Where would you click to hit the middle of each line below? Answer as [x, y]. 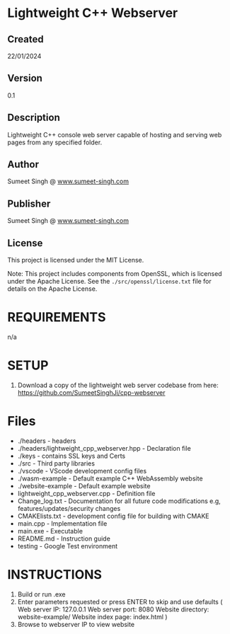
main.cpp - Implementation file [62, 523]
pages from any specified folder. [55, 142]
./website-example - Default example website [84, 485]
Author [23, 165]
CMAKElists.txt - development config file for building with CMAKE [113, 516]
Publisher [29, 203]
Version [25, 78]
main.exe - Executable [50, 531]
